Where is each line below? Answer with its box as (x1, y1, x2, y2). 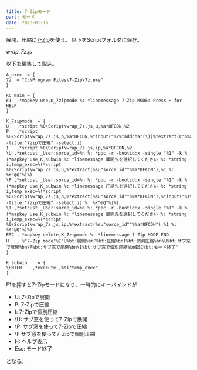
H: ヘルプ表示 (14, 338, 48, 345)
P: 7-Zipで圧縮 (14, 301, 50, 308)
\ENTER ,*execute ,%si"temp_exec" (6, 265, 98, 271)
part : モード (6, 14, 35, 20)
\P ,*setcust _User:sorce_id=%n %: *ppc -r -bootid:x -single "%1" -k (6, 177, 182, 183)
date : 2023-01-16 (6, 19, 49, 25)
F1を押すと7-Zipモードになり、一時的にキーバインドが (6, 281, 137, 288)
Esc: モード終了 (14, 345, 53, 352)
